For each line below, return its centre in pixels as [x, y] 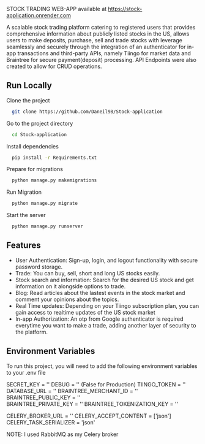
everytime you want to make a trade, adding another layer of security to [106, 325]
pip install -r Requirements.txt [54, 158]
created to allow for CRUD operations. [54, 66]
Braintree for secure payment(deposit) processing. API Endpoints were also [102, 60]
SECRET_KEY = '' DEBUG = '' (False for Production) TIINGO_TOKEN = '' [96, 384]
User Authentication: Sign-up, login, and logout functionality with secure [106, 260]
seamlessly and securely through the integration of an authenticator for [96, 47]
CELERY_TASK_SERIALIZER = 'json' [51, 422]
